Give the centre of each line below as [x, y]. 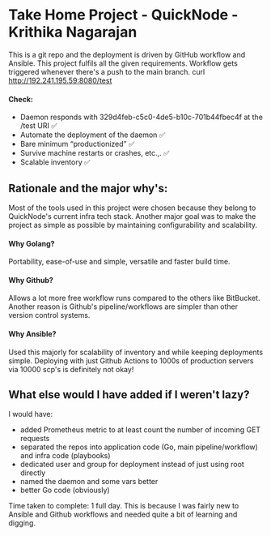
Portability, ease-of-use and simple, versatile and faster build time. [119, 262]
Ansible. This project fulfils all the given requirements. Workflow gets [123, 63]
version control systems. [49, 315]
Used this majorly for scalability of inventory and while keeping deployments [136, 352]
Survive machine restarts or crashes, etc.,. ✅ [95, 153]
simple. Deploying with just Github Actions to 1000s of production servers [131, 360]
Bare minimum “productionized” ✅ [77, 144]
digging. [22, 523]
